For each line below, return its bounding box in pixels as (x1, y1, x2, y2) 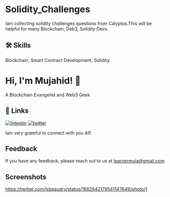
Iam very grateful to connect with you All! (5, 129, 91, 136)
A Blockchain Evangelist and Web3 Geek (5, 91, 90, 97)
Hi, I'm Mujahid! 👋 (5, 75, 81, 86)
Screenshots (5, 173, 47, 181)
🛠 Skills (5, 41, 31, 50)
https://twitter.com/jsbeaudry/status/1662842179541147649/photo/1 (5, 186, 148, 192)
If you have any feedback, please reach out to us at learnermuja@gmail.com (5, 158, 165, 164)
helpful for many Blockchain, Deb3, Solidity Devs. (5, 25, 109, 31)
